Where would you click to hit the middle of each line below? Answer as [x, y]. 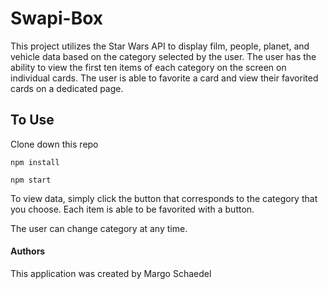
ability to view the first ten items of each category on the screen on [148, 67]
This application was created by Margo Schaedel [111, 273]
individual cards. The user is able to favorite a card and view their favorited [164, 78]
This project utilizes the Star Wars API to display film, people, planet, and [160, 46]
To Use [32, 120]
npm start [31, 180]
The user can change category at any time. [99, 228]
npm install [35, 162]
